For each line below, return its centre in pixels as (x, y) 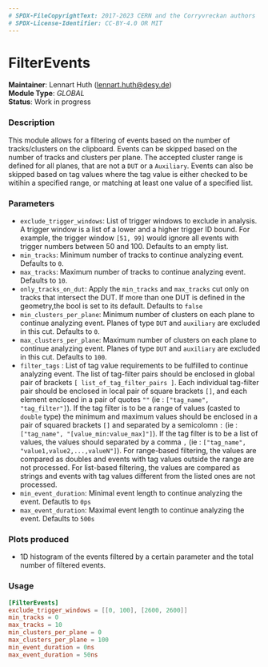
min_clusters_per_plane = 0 (55, 633)
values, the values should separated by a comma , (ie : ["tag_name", (133, 442)
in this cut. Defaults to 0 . (60, 331)
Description (32, 123)
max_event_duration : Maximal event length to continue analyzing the (132, 510)
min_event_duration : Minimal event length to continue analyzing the (131, 493)
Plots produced (39, 539)
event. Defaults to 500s (57, 519)
